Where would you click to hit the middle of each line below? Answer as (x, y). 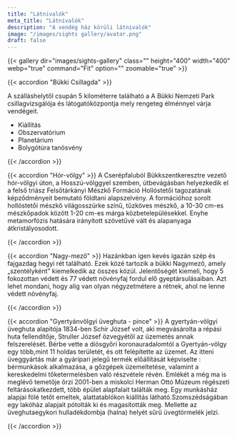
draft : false (27, 41)
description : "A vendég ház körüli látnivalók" (80, 27)
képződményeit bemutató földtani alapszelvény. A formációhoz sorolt (109, 198)
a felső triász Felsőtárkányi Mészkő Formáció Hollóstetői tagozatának (110, 190)
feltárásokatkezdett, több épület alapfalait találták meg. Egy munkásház (112, 390)
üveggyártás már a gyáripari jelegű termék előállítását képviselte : (104, 359)
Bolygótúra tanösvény (50, 148)
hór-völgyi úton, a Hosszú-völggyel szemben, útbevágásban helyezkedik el (118, 183)
